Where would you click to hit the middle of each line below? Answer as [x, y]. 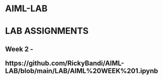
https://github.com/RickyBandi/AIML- [65, 63]
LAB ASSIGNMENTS [47, 31]
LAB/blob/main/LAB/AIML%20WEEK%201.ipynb [82, 71]
